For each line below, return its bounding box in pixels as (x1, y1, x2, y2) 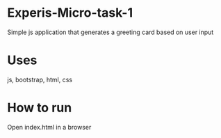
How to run (7, 100, 72, 116)
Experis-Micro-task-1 (7, 5, 133, 21)
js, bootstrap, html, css (7, 75, 73, 84)
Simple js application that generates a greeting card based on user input (7, 28, 214, 36)
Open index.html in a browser (7, 123, 92, 131)
